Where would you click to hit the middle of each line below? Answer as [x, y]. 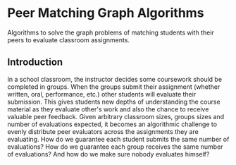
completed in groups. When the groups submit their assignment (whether [114, 87]
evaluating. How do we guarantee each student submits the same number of [118, 139]
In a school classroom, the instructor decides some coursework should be [115, 79]
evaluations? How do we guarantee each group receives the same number [115, 147]
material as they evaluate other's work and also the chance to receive [108, 109]
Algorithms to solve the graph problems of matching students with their [111, 32]
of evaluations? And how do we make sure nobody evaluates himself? [108, 154]
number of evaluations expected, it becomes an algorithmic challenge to [112, 124]
